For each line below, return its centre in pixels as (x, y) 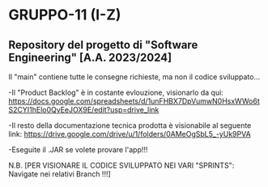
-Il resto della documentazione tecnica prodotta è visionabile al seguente (130, 125)
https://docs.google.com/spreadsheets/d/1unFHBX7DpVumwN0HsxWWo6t (134, 101)
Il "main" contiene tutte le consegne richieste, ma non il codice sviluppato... (134, 77)
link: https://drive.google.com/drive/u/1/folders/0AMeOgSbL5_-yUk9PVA (130, 134)
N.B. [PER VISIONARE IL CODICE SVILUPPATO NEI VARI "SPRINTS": (121, 165)
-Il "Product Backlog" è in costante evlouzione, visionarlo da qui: (116, 92)
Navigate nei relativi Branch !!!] (60, 174)
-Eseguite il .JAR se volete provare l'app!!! (78, 150)
